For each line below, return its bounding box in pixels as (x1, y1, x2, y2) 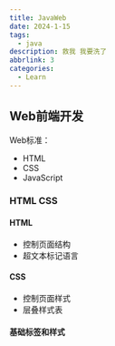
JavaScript (22, 172, 63, 183)
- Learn (17, 73, 47, 82)
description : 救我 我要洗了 (9, 47, 107, 56)
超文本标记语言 (22, 249, 79, 260)
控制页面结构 (22, 239, 71, 249)
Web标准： (9, 134, 51, 146)
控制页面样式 (22, 292, 71, 303)
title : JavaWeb (9, 13, 67, 23)
